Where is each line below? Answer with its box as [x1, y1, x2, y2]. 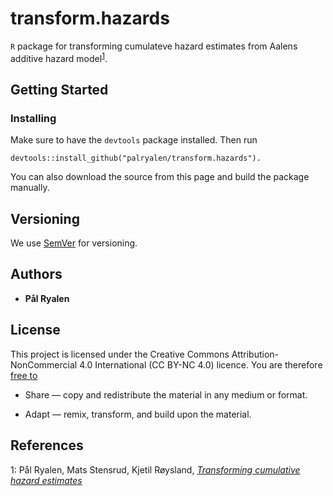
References [10, 437, 84, 454]
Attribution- [231, 348, 280, 360]
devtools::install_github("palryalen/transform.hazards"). [10, 153, 262, 164]
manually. [10, 182, 50, 194]
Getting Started [10, 81, 109, 98]
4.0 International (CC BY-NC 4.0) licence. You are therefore [79, 358, 323, 371]
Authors [10, 266, 63, 283]
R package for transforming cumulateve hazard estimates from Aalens [10, 40, 298, 52]
